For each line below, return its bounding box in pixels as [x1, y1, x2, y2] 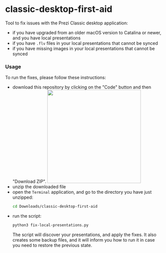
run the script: [12, 213, 41, 219]
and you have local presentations [12, 35, 81, 41]
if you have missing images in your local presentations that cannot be [12, 45, 156, 51]
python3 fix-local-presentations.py [12, 223, 89, 228]
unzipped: [12, 194, 33, 200]
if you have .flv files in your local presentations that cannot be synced [12, 40, 159, 46]
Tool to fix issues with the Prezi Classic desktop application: [5, 20, 128, 26]
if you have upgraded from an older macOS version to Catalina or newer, [12, 29, 162, 35]
